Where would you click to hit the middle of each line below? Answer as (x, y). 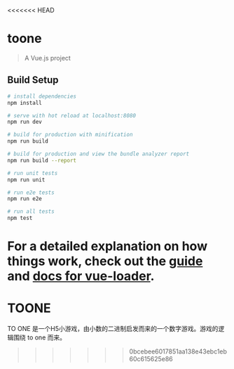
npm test (20, 218)
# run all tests (31, 212)
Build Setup (33, 80)
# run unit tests (33, 173)
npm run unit (26, 180)
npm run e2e (25, 199)
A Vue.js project (48, 58)
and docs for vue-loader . (81, 276)
